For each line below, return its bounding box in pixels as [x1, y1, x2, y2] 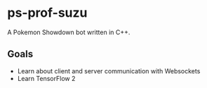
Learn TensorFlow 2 [17, 74, 76, 82]
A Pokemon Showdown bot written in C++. [7, 28, 131, 36]
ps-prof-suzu [7, 5, 88, 21]
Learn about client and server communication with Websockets [17, 66, 201, 75]
